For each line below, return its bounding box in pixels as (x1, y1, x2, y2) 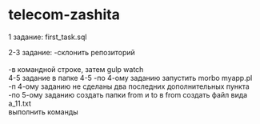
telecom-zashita (8, 6, 120, 24)
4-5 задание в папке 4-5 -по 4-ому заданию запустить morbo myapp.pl (8, 73, 253, 82)
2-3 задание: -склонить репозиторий (8, 47, 136, 57)
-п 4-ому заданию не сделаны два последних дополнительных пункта (8, 82, 250, 91)
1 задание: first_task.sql (8, 32, 87, 42)
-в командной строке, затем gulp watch (8, 64, 144, 74)
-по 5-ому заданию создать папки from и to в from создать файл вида (8, 90, 248, 99)
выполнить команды (8, 106, 78, 117)
